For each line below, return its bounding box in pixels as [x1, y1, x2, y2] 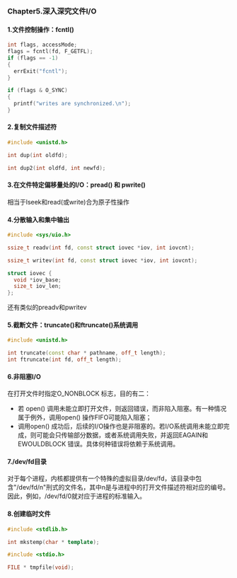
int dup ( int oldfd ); [7, 151, 69, 158]
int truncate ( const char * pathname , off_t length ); [7, 349, 166, 357]
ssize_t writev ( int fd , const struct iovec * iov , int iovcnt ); [7, 257, 198, 264]
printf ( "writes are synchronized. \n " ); [13, 100, 132, 108]
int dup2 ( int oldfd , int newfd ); [7, 164, 106, 171]
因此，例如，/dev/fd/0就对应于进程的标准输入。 [7, 492, 146, 500]
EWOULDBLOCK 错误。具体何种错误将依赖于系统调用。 [17, 440, 180, 449]
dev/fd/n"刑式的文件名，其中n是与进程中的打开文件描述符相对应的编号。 [18, 483, 230, 492]
